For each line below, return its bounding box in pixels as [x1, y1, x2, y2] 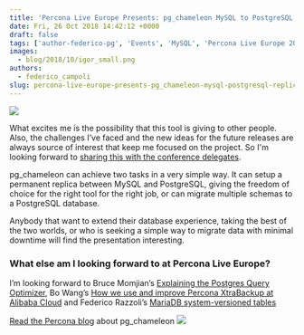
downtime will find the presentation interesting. [9, 234, 185, 245]
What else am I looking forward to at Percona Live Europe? [9, 257, 271, 270]
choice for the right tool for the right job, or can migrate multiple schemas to [9, 187, 293, 199]
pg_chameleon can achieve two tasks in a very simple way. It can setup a [9, 168, 283, 179]
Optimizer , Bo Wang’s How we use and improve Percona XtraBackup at [9, 287, 274, 298]
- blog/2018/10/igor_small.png [17, 55, 136, 64]
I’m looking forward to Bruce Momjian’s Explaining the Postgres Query [9, 277, 270, 288]
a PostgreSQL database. [9, 197, 100, 208]
